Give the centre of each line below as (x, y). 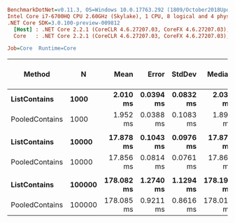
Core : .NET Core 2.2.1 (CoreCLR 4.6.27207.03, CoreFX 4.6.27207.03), (122, 36)
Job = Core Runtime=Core (42, 49)
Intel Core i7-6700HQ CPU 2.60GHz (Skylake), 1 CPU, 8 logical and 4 (111, 16)
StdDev (184, 74)
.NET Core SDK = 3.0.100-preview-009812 (64, 23)
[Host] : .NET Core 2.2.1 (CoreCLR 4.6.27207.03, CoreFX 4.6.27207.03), (122, 29)
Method (37, 74)
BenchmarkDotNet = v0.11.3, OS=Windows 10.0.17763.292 (86, 10)
